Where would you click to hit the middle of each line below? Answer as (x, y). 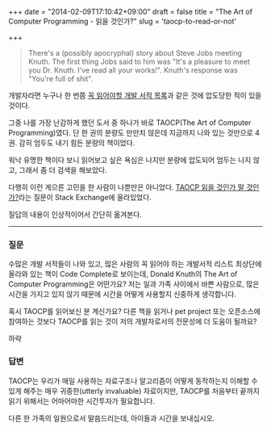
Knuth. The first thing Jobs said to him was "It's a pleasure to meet (139, 61)
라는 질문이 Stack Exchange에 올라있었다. (85, 197)
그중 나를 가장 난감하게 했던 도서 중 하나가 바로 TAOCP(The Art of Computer (130, 123)
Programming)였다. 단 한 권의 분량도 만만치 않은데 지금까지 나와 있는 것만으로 (131, 133)
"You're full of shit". (60, 79)
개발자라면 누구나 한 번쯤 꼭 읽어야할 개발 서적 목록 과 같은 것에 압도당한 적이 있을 (135, 95)
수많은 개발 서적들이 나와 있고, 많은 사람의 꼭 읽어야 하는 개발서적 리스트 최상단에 (135, 264)
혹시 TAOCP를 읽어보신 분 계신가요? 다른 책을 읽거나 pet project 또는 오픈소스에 (134, 312)
